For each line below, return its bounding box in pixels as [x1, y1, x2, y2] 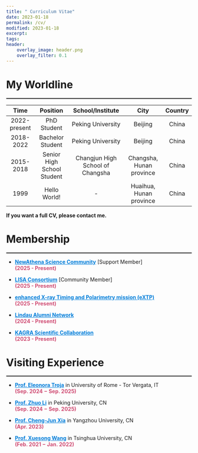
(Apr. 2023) [14, 423, 44, 431]
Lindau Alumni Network [14, 311, 74, 319]
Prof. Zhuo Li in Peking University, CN [14, 399, 107, 406]
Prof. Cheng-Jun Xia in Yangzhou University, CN [14, 417, 134, 424]
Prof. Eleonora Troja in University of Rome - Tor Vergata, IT [14, 382, 159, 389]
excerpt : [6, 31, 28, 37]
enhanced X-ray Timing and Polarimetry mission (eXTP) [14, 293, 155, 301]
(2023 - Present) [14, 335, 57, 342]
